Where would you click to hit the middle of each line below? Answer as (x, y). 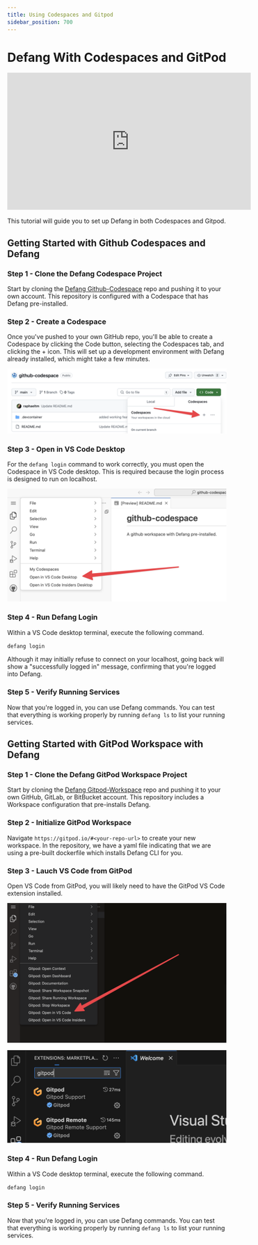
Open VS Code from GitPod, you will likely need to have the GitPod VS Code (116, 886)
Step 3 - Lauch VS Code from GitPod (70, 870)
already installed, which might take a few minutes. (79, 359)
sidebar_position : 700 (40, 22)
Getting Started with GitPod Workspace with (105, 744)
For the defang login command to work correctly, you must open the (106, 464)
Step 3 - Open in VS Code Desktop (66, 449)
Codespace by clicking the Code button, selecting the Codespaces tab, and (116, 344)
